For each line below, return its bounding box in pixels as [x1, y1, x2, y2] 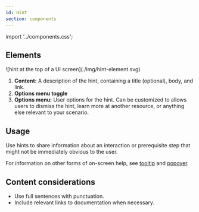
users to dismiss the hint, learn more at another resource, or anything [14, 103, 185, 110]
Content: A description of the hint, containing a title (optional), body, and [14, 77, 194, 84]
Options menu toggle [14, 90, 68, 97]
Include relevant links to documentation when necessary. [14, 199, 155, 206]
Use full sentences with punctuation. [14, 192, 105, 200]
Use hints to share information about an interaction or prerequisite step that [5, 142, 191, 149]
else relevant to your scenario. [14, 109, 89, 116]
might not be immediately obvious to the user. [5, 148, 118, 156]
